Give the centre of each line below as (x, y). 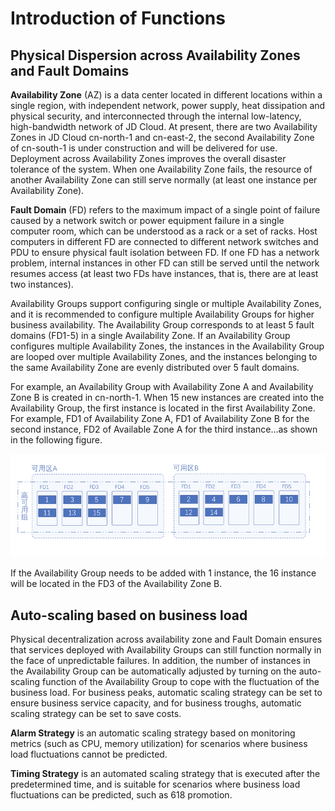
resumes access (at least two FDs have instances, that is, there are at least (164, 273)
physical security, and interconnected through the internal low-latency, (156, 116)
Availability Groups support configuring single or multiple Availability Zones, (166, 303)
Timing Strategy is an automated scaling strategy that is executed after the (165, 773)
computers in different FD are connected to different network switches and (164, 241)
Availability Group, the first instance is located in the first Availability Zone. (163, 408)
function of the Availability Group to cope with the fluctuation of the (180, 681)
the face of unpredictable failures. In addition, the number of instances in (160, 660)
